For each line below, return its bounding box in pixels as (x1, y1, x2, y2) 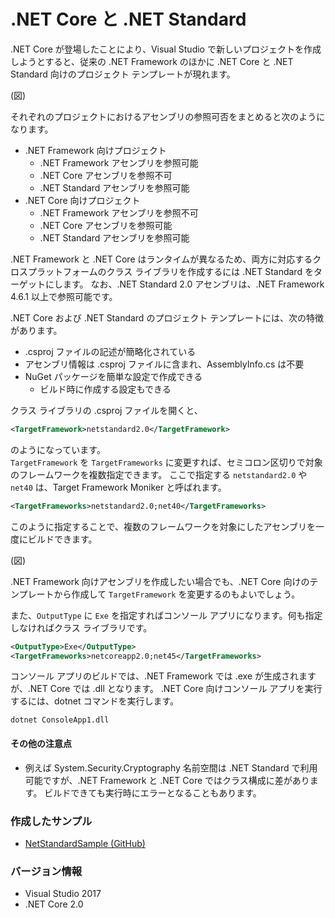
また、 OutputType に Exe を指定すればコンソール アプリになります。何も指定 (10, 609, 323, 621)
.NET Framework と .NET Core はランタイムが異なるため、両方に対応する (10, 253, 313, 265)
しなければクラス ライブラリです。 (10, 621, 153, 634)
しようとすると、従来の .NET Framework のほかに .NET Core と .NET (10, 55, 294, 67)
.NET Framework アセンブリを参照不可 (39, 206, 199, 219)
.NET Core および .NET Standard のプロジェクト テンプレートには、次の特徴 (10, 311, 324, 324)
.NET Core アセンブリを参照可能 (39, 219, 173, 231)
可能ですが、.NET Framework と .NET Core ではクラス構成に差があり (24, 774, 310, 786)
